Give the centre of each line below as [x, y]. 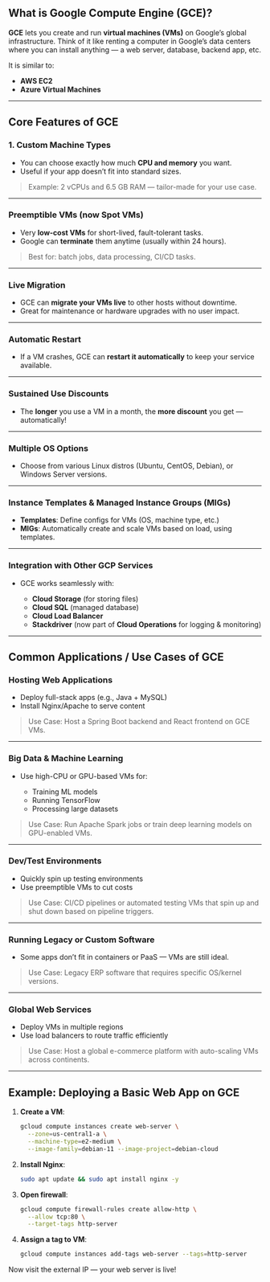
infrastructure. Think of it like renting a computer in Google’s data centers [130, 41]
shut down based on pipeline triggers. [91, 911]
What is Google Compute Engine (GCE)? [110, 13]
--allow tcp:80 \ [57, 1217]
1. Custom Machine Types [59, 145]
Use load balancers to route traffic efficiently [94, 1035]
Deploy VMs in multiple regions [72, 1027]
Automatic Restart [45, 339]
